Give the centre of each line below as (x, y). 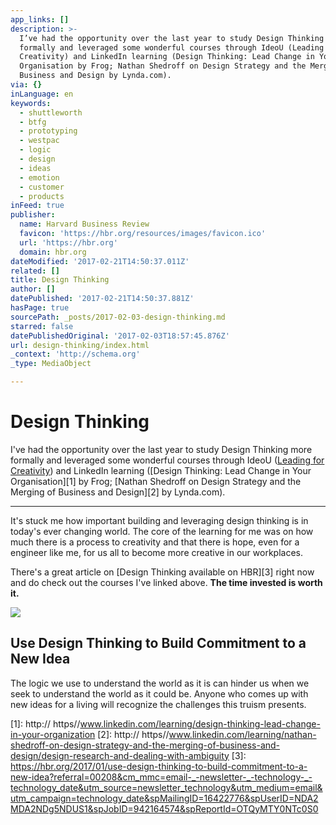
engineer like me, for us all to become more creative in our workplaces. (157, 552)
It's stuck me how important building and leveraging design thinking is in (159, 520)
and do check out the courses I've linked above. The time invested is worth (166, 582)
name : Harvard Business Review (84, 224)
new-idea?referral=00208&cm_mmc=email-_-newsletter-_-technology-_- (161, 777)
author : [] (33, 289)
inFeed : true (37, 206)
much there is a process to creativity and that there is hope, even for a (155, 542)
